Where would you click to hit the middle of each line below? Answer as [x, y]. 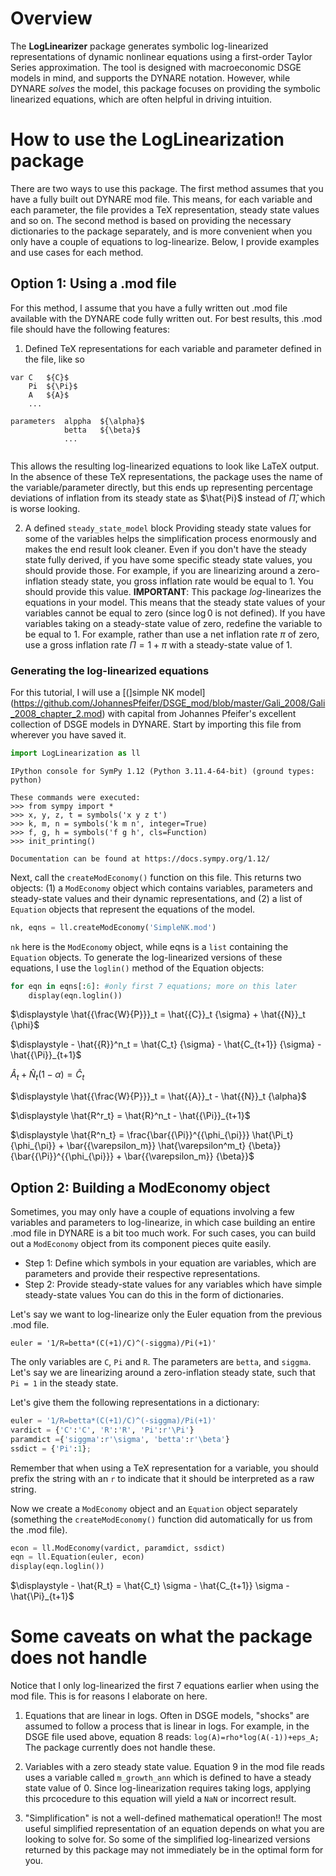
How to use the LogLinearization [147, 139]
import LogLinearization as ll [75, 753]
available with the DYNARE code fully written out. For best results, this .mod [166, 318]
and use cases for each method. [77, 252]
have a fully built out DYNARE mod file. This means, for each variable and [161, 199]
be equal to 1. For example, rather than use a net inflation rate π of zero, [172, 634]
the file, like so [54, 359]
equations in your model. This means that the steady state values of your [175, 602]
